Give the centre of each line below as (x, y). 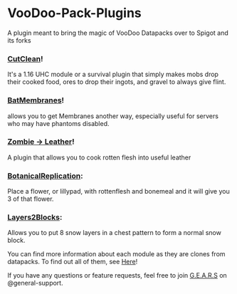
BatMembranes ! (36, 100)
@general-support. (35, 283)
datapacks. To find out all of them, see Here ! (73, 262)
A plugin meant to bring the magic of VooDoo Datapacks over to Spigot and (118, 33)
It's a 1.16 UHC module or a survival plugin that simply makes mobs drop (113, 74)
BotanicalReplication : (45, 176)
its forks (19, 40)
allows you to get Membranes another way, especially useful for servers (113, 116)
